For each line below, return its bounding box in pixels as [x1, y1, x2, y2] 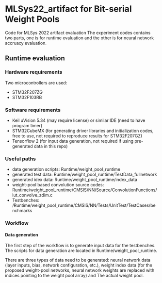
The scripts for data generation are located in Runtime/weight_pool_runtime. [5, 248, 158, 253]
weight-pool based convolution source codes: [12, 182, 104, 188]
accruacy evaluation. [5, 40, 47, 46]
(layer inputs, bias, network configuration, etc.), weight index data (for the [5, 262, 153, 268]
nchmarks [12, 208, 32, 214]
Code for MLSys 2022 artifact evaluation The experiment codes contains [5, 30, 151, 35]
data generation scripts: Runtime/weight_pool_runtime [12, 166, 121, 172]
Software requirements [5, 106, 61, 113]
